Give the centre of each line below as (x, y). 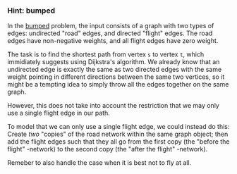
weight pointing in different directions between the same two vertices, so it (116, 77)
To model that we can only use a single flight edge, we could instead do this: (119, 127)
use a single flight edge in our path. (59, 113)
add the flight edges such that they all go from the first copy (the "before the (119, 142)
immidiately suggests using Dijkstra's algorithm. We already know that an (114, 62)
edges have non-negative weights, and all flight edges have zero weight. (113, 41)
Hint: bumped (31, 11)
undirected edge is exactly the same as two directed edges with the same (115, 70)
